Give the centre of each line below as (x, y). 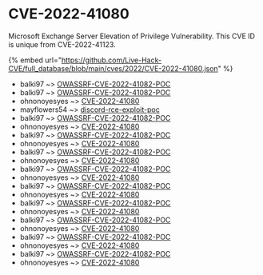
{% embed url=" (35, 60)
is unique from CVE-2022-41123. (62, 44)
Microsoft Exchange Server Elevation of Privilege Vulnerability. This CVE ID (132, 36)
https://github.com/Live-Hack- (112, 60)
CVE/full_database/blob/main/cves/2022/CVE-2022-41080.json (113, 68)
